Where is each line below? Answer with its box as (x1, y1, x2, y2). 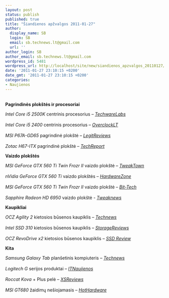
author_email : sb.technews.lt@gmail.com (5, 54, 92, 59)
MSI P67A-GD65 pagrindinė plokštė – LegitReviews (5, 132, 111, 138)
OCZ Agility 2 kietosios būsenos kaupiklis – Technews (5, 214, 117, 220)
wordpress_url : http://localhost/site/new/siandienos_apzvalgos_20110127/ (5, 63, 165, 68)
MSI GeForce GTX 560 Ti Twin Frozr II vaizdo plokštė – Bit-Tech (5, 184, 137, 190)
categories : (5, 77, 30, 82)
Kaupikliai (5, 204, 27, 210)
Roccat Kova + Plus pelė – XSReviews (5, 276, 84, 282)
